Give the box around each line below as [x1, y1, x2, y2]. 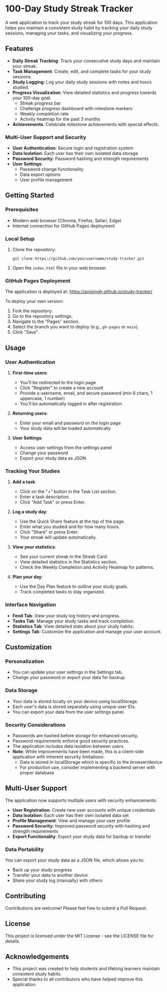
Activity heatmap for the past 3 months [19, 116, 101, 122]
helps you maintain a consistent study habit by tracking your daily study [5, 24, 153, 30]
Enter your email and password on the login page [19, 420, 121, 426]
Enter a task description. [19, 494, 70, 500]
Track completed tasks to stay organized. [19, 589, 105, 595]
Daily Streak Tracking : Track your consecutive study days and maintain [12, 58, 161, 64]
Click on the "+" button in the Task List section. [19, 489, 117, 495]
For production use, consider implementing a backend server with [19, 764, 156, 770]
